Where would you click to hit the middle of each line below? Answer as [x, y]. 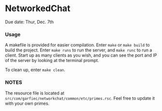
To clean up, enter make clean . [35, 70]
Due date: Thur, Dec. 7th [29, 22]
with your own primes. [27, 103]
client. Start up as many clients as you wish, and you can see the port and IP [81, 55]
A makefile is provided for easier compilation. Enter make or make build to [77, 45]
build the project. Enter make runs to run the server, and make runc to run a [79, 50]
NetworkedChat [38, 8]
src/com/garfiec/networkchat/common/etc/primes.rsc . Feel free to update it [80, 98]
